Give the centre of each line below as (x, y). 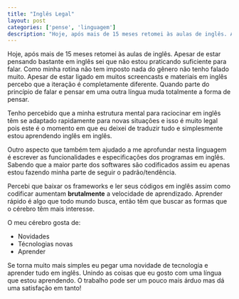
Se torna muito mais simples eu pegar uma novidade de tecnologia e (108, 266)
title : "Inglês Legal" (41, 14)
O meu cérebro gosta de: (44, 223)
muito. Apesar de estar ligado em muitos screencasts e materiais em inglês (117, 77)
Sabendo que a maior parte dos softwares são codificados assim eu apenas (119, 165)
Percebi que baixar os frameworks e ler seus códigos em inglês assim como (119, 187)
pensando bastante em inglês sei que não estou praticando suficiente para (117, 62)
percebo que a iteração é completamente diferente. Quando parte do (108, 84)
